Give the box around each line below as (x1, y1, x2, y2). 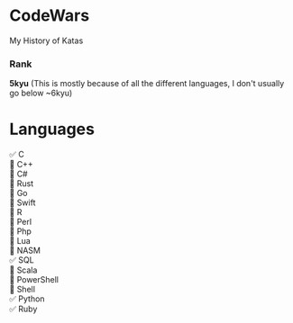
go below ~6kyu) (9, 87, 73, 99)
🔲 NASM (9, 245, 41, 256)
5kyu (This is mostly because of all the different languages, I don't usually (9, 78, 285, 89)
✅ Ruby (9, 303, 38, 315)
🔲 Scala (9, 265, 38, 275)
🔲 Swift (9, 197, 36, 208)
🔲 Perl (9, 217, 32, 228)
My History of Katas (9, 35, 84, 46)
